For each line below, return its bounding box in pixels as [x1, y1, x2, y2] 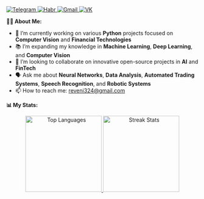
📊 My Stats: [6, 102, 38, 108]
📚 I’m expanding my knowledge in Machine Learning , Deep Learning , [15, 43, 193, 50]
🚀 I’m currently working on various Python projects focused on [15, 30, 174, 37]
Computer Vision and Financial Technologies [15, 36, 132, 43]
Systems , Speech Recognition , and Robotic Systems [15, 80, 151, 87]
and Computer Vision [15, 52, 71, 58]
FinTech [15, 65, 37, 72]
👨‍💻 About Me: [6, 18, 42, 25]
